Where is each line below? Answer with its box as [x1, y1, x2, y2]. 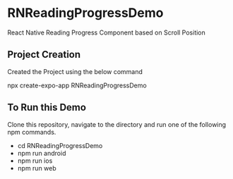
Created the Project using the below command [7, 67, 143, 75]
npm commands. [7, 128, 56, 136]
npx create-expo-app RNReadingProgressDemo [7, 81, 147, 89]
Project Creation [7, 49, 81, 61]
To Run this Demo [7, 101, 87, 113]
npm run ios [17, 156, 53, 165]
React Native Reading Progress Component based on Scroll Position [7, 28, 206, 37]
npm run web [17, 163, 56, 172]
